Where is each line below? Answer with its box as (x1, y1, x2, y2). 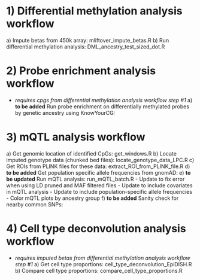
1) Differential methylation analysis (6, 4, 183, 18)
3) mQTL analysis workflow (6, 130, 146, 144)
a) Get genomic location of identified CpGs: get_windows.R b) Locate (6, 150, 177, 157)
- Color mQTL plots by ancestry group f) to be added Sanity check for (6, 194, 179, 202)
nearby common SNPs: (6, 200, 63, 208)
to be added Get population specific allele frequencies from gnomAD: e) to (6, 169, 191, 176)
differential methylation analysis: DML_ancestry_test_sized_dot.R (6, 43, 165, 50)
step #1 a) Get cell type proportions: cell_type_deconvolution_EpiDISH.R (14, 260, 192, 267)
